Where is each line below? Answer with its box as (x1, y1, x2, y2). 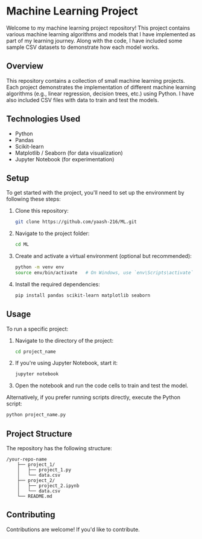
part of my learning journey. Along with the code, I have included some (6, 37, 183, 44)
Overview (6, 61, 44, 71)
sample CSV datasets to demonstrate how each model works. (6, 44, 160, 51)
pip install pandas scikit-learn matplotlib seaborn (14, 292, 151, 299)
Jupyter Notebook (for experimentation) (14, 155, 115, 163)
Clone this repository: (14, 207, 69, 215)
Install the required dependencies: (14, 280, 101, 288)
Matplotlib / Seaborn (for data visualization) (14, 149, 124, 157)
